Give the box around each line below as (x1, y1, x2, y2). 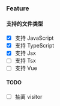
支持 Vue (14, 64, 37, 72)
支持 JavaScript (14, 34, 54, 42)
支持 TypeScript (14, 42, 55, 49)
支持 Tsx (14, 57, 36, 64)
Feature (6, 4, 29, 13)
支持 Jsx (14, 49, 36, 57)
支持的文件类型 (6, 20, 43, 27)
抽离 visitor (14, 93, 43, 100)
